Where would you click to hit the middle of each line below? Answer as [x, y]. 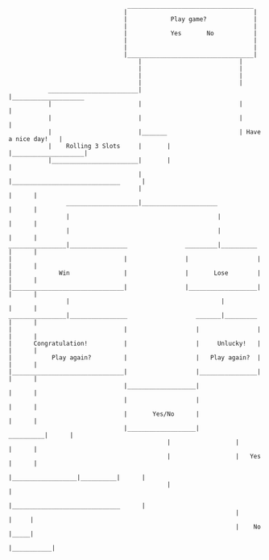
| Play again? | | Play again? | [135, 358]
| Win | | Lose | [135, 273]
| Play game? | [190, 19]
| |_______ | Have [155, 132]
